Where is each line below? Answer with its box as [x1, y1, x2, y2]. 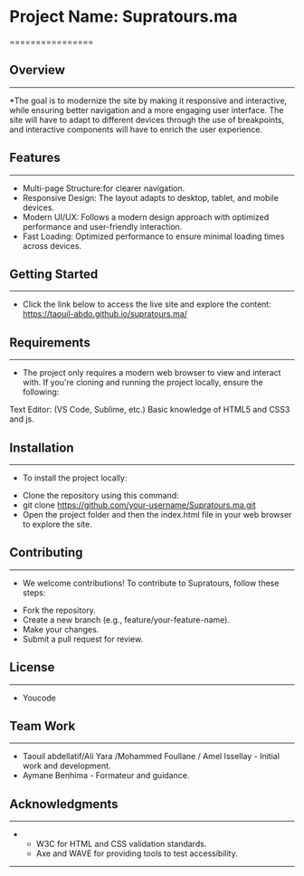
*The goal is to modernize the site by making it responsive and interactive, [9, 95, 288, 106]
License [9, 660, 55, 675]
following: [22, 386, 60, 397]
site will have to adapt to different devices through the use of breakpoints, [9, 114, 285, 125]
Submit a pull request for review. [22, 633, 144, 644]
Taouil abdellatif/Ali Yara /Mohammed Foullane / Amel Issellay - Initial [22, 751, 280, 762]
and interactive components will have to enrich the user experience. [9, 124, 262, 135]
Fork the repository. [22, 605, 97, 615]
